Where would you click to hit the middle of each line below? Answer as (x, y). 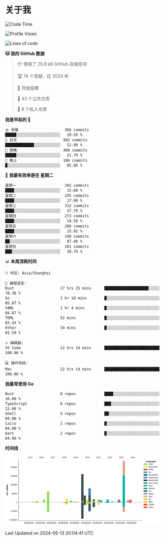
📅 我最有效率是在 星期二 (29, 175)
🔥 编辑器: (14, 343)
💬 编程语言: (16, 283)
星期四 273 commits (47, 216)
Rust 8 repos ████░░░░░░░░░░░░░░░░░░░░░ (82, 394)
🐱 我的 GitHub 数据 (25, 53)
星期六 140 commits (47, 236)
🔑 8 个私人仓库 (32, 109)
